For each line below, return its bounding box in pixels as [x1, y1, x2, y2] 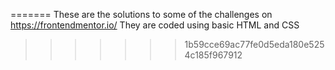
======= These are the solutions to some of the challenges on [10, 9, 273, 20]
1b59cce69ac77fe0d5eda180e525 [184, 39, 325, 50]
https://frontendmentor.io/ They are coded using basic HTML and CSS [10, 19, 300, 31]
